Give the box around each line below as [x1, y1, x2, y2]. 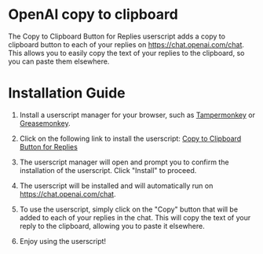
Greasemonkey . [19, 118, 71, 127]
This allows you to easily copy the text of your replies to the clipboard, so [8, 48, 245, 57]
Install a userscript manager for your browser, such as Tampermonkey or [19, 110, 255, 120]
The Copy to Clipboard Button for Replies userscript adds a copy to [8, 31, 226, 41]
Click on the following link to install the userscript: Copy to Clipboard [19, 134, 242, 143]
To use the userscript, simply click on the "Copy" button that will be [19, 204, 238, 214]
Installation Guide [8, 84, 126, 102]
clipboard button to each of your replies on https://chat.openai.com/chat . [8, 39, 245, 49]
